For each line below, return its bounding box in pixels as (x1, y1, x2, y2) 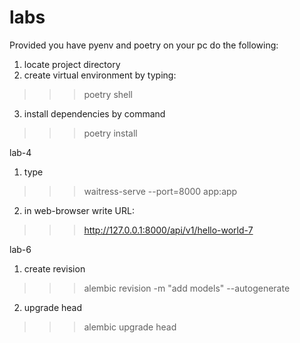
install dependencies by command (23, 107, 166, 120)
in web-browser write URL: (23, 204, 135, 216)
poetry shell (83, 88, 134, 100)
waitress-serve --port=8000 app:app (83, 185, 238, 197)
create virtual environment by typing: (23, 69, 177, 81)
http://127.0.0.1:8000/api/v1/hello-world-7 (83, 224, 254, 236)
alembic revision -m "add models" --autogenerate (83, 282, 291, 294)
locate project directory (23, 58, 121, 70)
